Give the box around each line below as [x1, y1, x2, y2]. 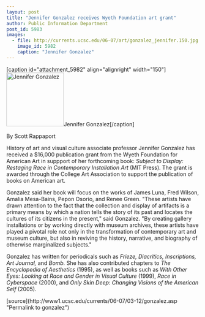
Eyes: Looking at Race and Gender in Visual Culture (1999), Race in [6, 272, 176, 280]
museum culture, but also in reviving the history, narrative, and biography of [6, 234, 198, 242]
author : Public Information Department [6, 20, 108, 26]
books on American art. [6, 177, 66, 184]
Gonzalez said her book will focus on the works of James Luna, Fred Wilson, [6, 188, 199, 196]
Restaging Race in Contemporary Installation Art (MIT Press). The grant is [6, 164, 193, 171]
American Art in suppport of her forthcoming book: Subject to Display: [6, 157, 184, 164]
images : [6, 32, 26, 38]
